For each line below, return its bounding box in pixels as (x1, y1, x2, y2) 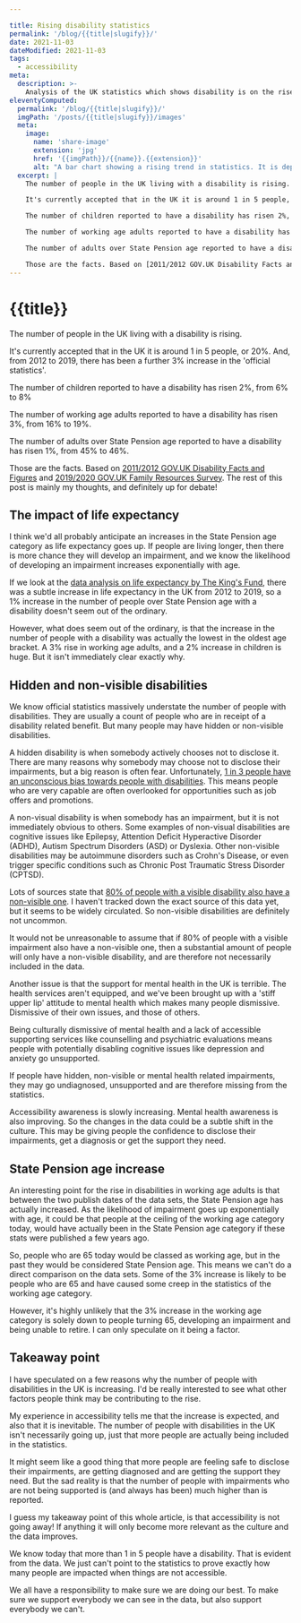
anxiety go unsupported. (9, 1053, 100, 1064)
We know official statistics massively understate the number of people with (9, 701, 287, 712)
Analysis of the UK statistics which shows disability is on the (25, 87, 275, 97)
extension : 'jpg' (32, 146, 99, 155)
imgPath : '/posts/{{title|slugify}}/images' (17, 113, 186, 122)
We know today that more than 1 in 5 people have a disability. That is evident (9, 1548, 291, 1559)
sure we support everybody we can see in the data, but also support (9, 1593, 262, 1604)
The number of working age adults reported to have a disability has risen (9, 408, 278, 419)
